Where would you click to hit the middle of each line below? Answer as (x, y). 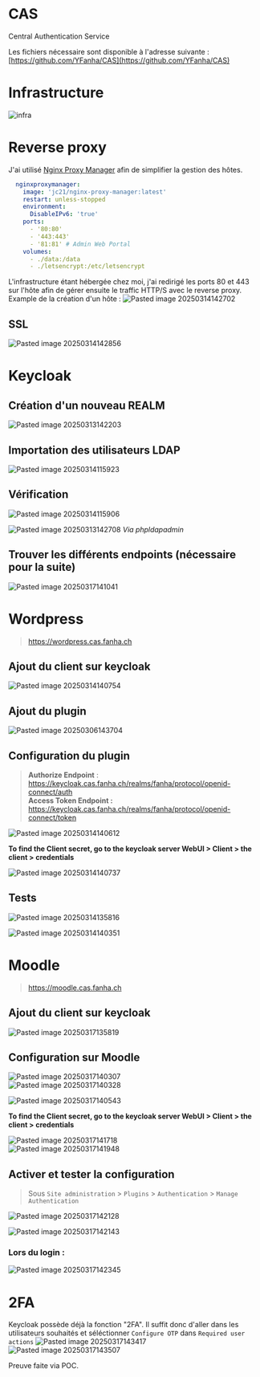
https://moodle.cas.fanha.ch (75, 988)
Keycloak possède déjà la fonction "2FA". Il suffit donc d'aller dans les (124, 1325)
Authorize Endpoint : (63, 775)
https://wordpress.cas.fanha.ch (80, 641)
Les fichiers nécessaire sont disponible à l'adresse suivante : (109, 51)
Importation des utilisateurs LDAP (94, 450)
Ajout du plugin (47, 711)
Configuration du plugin (69, 756)
